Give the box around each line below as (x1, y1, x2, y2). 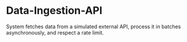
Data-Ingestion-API (6, 4, 103, 17)
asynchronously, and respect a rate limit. (6, 29, 104, 36)
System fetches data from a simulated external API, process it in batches (6, 23, 181, 30)
